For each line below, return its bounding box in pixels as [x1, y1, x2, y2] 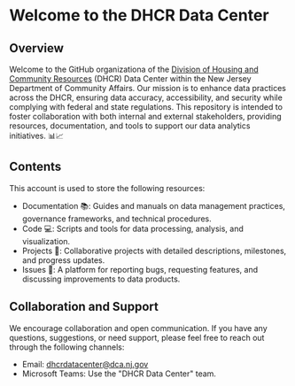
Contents [9, 159, 62, 174]
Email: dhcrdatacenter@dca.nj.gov [21, 359, 149, 369]
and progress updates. [21, 254, 105, 266]
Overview [9, 41, 65, 56]
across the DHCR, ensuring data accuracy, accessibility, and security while [9, 92, 283, 103]
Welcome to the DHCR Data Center [9, 5, 269, 26]
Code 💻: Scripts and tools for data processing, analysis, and [21, 223, 244, 234]
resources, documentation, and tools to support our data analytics [9, 120, 251, 131]
